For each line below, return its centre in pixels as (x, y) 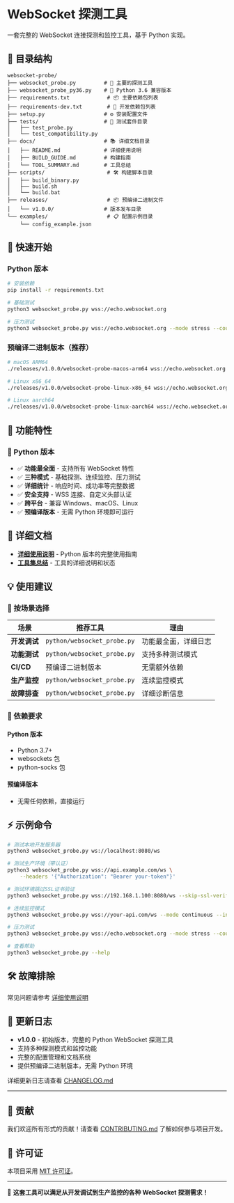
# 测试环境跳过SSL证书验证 (41, 889)
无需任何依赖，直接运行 (51, 801)
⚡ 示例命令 (30, 825)
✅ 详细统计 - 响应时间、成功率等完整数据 (76, 485)
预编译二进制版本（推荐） (50, 347)
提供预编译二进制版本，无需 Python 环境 (75, 1065)
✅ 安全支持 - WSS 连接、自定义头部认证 (75, 494)
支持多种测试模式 (170, 654)
